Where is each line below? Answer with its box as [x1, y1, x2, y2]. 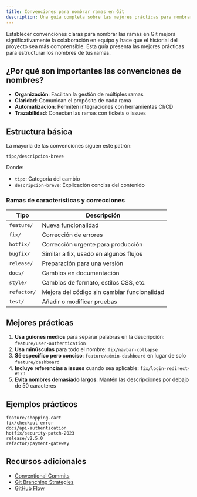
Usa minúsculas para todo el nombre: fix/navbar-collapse [14, 346, 158, 353]
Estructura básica [6, 126, 73, 136]
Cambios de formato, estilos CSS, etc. [42, 279, 147, 287]
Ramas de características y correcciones [6, 196, 125, 205]
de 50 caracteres [14, 382, 56, 389]
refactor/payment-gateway [6, 441, 69, 447]
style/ [9, 279, 28, 286]
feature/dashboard [14, 359, 60, 365]
